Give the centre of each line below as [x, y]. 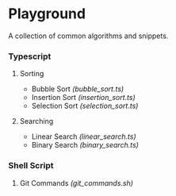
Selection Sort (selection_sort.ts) [85, 106]
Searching [36, 121]
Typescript [30, 56]
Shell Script [31, 166]
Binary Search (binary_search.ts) [85, 145]
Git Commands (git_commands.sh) [76, 183]
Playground [47, 14]
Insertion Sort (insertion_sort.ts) [84, 98]
